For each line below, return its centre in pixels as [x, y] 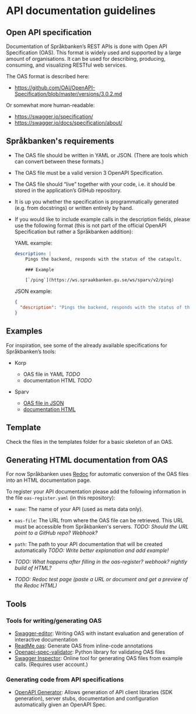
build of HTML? [33, 568]
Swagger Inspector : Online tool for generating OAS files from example [98, 658]
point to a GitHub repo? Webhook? [56, 533]
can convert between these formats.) [59, 161]
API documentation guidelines [81, 11]
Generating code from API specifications [65, 679]
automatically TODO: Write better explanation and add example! [92, 550]
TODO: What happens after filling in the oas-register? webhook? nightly [101, 562]
